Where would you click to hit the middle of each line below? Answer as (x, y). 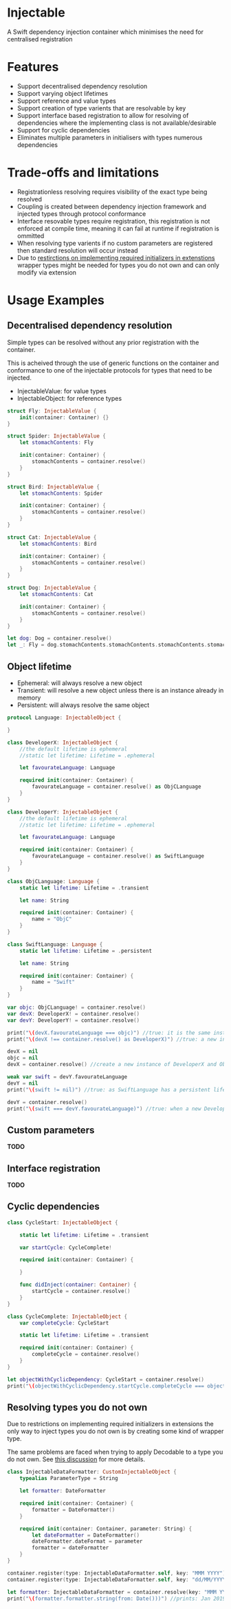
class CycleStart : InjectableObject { (63, 1223)
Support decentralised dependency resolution (82, 86)
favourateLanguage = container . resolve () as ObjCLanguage (117, 787)
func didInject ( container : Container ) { (78, 1285)
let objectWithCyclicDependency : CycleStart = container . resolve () (106, 1379)
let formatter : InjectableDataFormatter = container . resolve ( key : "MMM (112, 1592)
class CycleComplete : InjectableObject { (67, 1316)
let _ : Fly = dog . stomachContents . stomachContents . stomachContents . (107, 645)
